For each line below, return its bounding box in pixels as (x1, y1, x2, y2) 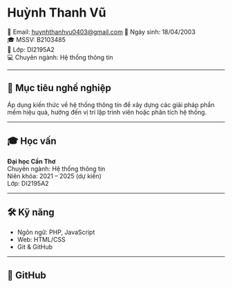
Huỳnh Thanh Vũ (7, 5, 106, 21)
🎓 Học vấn (7, 135, 57, 147)
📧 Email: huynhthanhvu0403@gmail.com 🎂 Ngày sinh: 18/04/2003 (7, 28, 195, 36)
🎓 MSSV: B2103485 (7, 35, 66, 44)
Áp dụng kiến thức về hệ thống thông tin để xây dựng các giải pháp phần (7, 100, 215, 108)
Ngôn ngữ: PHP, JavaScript (17, 228, 95, 236)
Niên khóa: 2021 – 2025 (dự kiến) (7, 171, 102, 180)
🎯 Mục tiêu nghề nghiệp (7, 82, 112, 94)
